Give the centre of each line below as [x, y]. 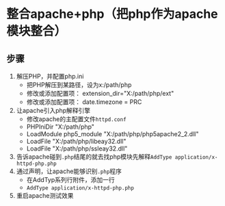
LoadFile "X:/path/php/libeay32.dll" [76, 141]
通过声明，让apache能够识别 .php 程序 [69, 171]
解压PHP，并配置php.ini [50, 76]
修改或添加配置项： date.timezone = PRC [84, 102]
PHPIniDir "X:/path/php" [61, 127]
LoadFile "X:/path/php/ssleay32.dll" [77, 149]
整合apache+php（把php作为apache [112, 14]
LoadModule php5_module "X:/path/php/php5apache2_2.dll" [112, 134]
